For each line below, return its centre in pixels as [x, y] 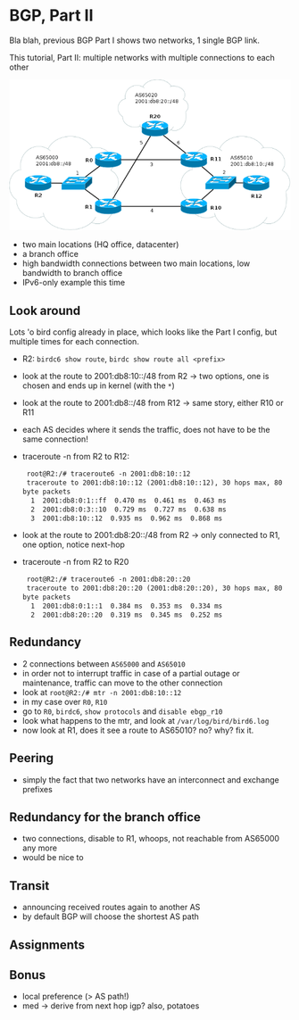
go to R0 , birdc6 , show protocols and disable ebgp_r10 [122, 711]
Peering [32, 758]
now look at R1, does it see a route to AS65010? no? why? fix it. [138, 730]
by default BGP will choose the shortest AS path [110, 916]
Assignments [47, 945]
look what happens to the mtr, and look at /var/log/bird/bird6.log [145, 720]
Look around [45, 310]
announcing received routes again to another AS [111, 908]
